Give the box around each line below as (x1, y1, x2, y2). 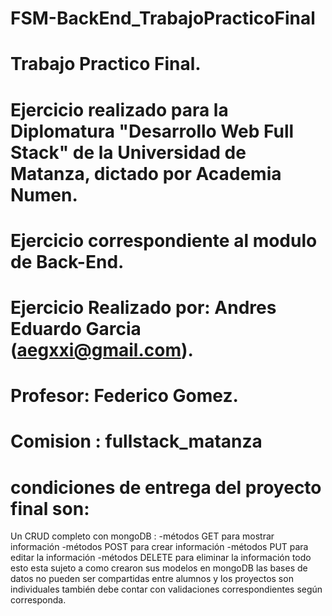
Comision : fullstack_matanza (10, 430, 263, 453)
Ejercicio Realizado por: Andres (10, 296, 277, 319)
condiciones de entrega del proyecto (10, 476, 322, 499)
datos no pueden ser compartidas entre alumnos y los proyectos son (10, 573, 294, 585)
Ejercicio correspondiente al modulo (10, 229, 318, 252)
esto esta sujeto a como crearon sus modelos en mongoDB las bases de (10, 562, 308, 574)
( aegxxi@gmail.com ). (10, 338, 194, 361)
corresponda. (10, 594, 67, 606)
